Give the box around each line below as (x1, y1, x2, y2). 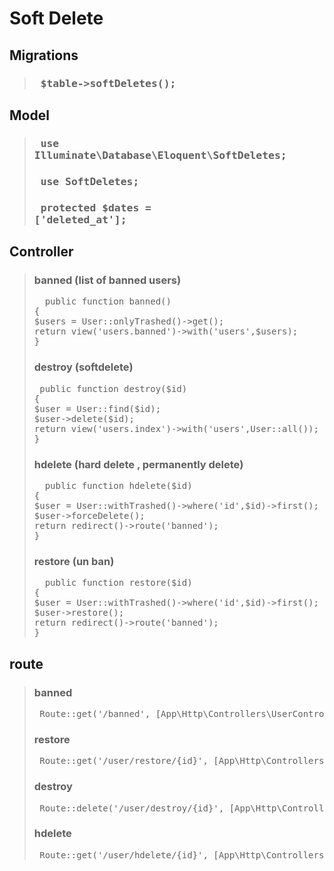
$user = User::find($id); (33, 403, 162, 414)
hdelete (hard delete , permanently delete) (33, 457, 244, 471)
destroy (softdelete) (33, 360, 134, 374)
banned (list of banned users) (33, 273, 182, 287)
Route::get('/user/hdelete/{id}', (39, 849, 209, 861)
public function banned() (44, 296, 172, 307)
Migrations (9, 47, 79, 64)
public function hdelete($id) (44, 480, 193, 491)
